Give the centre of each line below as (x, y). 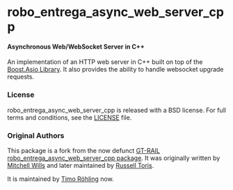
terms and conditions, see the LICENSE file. (70, 117)
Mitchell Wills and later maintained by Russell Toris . (81, 165)
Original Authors (36, 135)
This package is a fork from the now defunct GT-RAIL (84, 150)
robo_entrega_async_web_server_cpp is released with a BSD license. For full (116, 110)
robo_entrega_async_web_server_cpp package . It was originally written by (114, 158)
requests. (21, 77)
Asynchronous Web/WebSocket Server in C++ (76, 47)
